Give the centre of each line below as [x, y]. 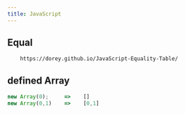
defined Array [38, 80]
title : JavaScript [34, 14]
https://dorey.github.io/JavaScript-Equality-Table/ [99, 59]
